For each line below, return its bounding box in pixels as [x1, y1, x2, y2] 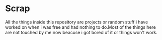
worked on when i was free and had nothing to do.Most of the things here [5, 24, 156, 30]
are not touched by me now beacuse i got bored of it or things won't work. [5, 29, 158, 35]
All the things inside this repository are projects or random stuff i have [5, 19, 148, 25]
